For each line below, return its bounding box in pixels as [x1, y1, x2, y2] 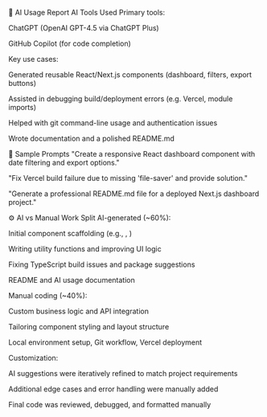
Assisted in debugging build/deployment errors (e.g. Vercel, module [8, 94, 233, 104]
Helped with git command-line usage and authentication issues [8, 118, 218, 128]
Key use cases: [8, 55, 59, 63]
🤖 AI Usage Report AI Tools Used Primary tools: [8, 8, 166, 17]
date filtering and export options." [8, 157, 120, 167]
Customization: [8, 354, 59, 362]
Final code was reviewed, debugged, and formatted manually [8, 400, 212, 409]
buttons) [8, 79, 37, 88]
